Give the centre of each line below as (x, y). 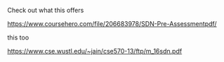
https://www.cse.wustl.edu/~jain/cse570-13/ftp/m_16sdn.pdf (95, 51)
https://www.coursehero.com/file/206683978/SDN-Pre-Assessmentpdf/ (112, 24)
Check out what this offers (46, 10)
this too (18, 37)
